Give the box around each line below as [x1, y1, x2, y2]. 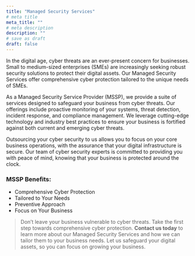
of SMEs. [6, 82, 28, 89]
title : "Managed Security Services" [6, 8, 95, 15]
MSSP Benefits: [6, 175, 51, 183]
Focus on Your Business [14, 207, 73, 214]
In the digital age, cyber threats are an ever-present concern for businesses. [6, 57, 190, 64]
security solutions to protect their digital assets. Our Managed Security [6, 70, 176, 77]
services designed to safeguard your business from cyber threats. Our [6, 99, 175, 106]
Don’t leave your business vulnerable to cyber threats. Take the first [20, 219, 184, 226]
